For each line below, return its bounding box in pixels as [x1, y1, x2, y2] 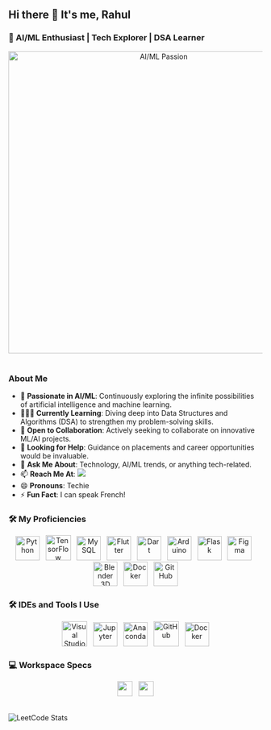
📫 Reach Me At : [19, 469, 76, 479]
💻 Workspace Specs [8, 659, 93, 670]
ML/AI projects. [19, 433, 71, 443]
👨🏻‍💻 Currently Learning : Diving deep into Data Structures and [19, 408, 228, 417]
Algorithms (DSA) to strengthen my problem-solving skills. [19, 417, 214, 426]
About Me [8, 372, 48, 384]
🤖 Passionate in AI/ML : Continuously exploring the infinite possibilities [19, 391, 255, 400]
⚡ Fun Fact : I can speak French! [19, 489, 127, 500]
